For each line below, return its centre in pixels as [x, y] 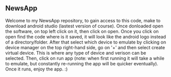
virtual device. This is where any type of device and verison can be [76, 53]
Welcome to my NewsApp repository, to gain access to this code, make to [83, 20]
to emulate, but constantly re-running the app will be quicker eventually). [82, 63]
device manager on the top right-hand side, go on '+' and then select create [85, 47]
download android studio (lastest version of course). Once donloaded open [84, 26]
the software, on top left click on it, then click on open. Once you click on [82, 31]
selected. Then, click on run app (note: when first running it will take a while [85, 58]
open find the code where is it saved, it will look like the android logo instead [86, 36]
